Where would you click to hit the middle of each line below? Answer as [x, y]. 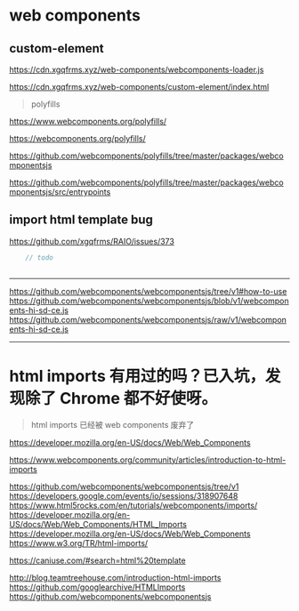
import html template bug [81, 220]
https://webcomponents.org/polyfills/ [78, 138]
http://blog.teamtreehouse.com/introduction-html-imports [115, 577]
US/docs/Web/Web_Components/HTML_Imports [98, 524]
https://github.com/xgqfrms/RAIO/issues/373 [92, 241]
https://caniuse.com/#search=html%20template [97, 560]
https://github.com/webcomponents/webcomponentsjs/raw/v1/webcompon [148, 319]
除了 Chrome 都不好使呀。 [121, 398]
